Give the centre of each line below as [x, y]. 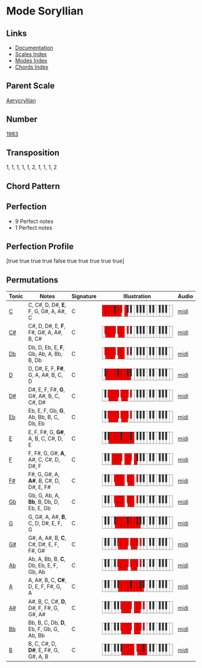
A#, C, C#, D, [44, 460]
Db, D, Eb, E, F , [46, 347]
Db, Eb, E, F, [43, 566]
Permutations [32, 280]
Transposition [33, 153]
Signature [84, 296]
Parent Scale [31, 86]
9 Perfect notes [34, 221]
